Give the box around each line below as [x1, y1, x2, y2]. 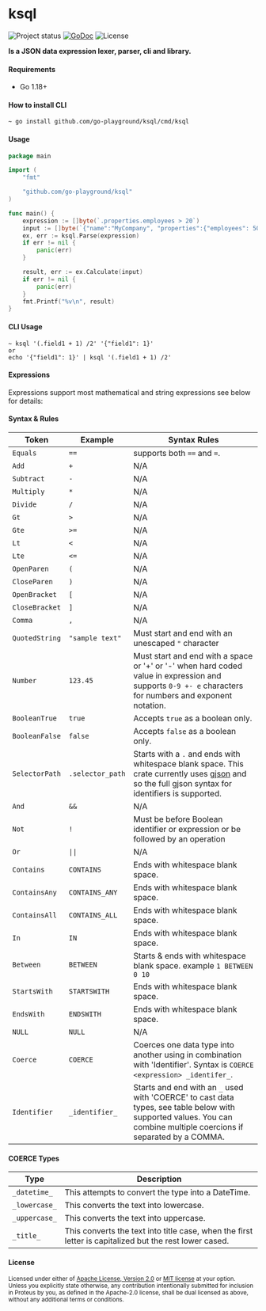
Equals [12, 448, 37, 458]
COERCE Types [8, 1153, 59, 1163]
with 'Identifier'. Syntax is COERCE [133, 1058, 254, 1070]
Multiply [12, 487, 45, 496]
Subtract [12, 474, 45, 483]
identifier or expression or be [133, 823, 241, 834]
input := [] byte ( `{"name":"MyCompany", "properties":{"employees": [22, 224, 249, 232]
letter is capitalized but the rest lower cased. [64, 1236, 230, 1247]
